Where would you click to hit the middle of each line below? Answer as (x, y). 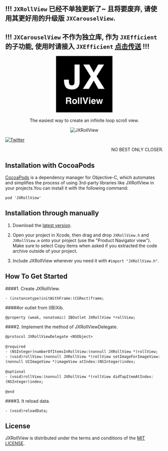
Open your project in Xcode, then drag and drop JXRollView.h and (81, 235)
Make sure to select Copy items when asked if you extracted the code (85, 246)
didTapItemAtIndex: (133, 377)
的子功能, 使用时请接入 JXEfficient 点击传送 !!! (77, 46)
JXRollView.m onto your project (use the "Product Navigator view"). (82, 240)
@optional (16, 372)
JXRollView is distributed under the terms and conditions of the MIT (75, 438)
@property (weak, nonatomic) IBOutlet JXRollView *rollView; (70, 317)
